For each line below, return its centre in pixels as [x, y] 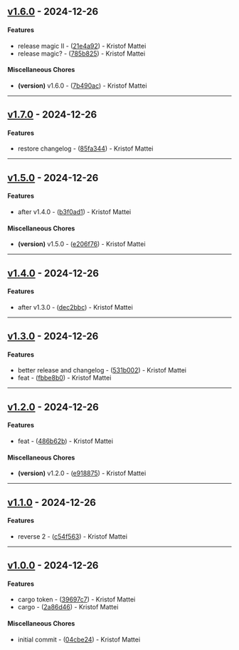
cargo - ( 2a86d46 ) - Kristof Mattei [68, 607]
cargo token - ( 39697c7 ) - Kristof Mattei [76, 599]
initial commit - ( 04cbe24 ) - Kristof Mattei [79, 639]
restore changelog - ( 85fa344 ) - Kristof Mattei [85, 148]
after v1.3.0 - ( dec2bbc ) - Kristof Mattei [75, 307]
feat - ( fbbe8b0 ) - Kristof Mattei [64, 378]
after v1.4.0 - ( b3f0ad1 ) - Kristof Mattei [74, 212]
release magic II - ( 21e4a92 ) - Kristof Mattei [82, 46]
